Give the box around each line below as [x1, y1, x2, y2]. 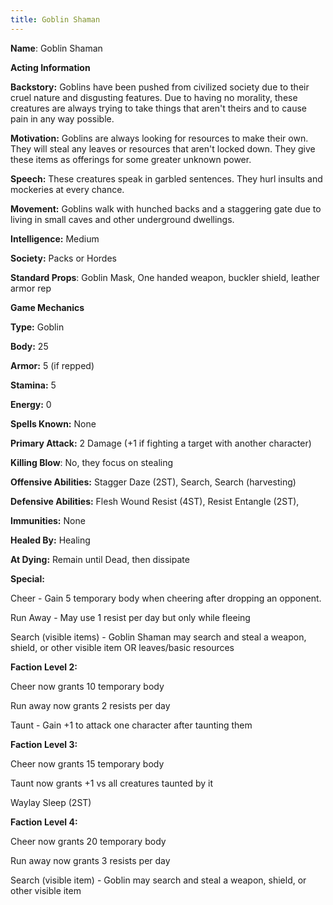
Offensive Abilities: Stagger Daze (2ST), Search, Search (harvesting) [10, 476, 297, 488]
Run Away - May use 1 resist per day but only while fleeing [10, 611, 251, 623]
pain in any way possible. [10, 112, 115, 125]
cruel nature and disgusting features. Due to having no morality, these [10, 91, 298, 103]
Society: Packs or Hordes [10, 252, 117, 264]
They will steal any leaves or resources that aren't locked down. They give [10, 142, 316, 155]
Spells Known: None [10, 417, 97, 430]
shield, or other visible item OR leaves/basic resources [10, 641, 235, 653]
